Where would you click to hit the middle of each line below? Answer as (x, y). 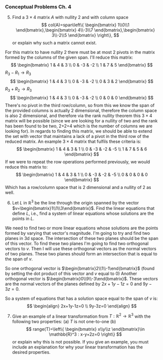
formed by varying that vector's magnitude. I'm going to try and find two (77, 233)
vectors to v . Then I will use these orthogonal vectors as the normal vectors (81, 248)
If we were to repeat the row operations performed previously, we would (78, 162)
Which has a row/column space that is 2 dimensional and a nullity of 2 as (78, 187)
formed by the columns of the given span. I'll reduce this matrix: (69, 57)
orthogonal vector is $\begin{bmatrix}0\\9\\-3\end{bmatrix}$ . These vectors (81, 278)
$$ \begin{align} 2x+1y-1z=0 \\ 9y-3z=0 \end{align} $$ (82, 306)
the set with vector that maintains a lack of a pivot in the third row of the (77, 136)
